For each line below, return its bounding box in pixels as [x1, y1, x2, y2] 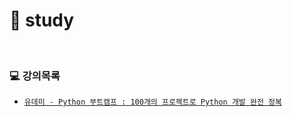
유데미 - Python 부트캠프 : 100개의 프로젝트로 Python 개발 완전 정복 [23, 97, 282, 108]
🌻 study [9, 9, 75, 32]
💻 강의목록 [9, 69, 61, 83]
